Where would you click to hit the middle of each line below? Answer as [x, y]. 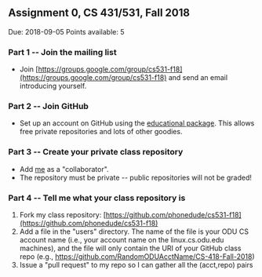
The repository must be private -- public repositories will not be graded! [136, 177]
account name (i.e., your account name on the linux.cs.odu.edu [122, 240]
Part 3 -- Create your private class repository [96, 152]
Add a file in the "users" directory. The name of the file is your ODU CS [134, 231]
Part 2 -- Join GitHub [48, 107]
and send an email [198, 78]
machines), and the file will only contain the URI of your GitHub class [130, 248]
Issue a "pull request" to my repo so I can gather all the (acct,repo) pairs [136, 265]
